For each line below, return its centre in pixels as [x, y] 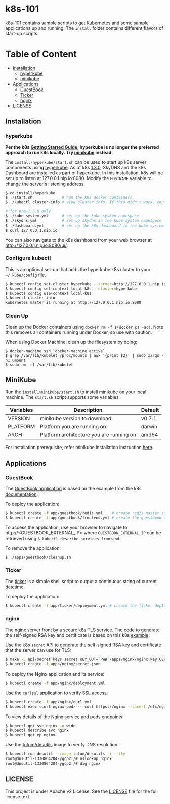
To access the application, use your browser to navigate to [66, 527]
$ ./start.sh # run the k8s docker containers [69, 198]
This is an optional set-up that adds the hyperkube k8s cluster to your [78, 269]
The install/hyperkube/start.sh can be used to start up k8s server [76, 162]
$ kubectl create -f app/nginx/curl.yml [49, 702]
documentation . [22, 494]
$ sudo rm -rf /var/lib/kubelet [39, 365]
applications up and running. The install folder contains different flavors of [84, 28]
